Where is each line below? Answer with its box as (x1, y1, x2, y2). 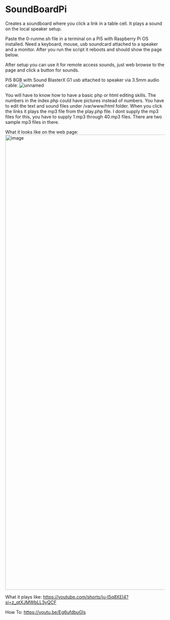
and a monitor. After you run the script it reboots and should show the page (5, 46, 162, 52)
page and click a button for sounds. (5, 67, 79, 73)
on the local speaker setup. (5, 25, 62, 31)
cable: (5, 82, 19, 88)
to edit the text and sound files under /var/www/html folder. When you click (5, 103, 162, 109)
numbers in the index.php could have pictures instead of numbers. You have (5, 97, 164, 104)
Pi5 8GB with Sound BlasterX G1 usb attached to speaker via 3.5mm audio (5, 77, 159, 83)
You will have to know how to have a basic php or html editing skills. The (5, 92, 156, 98)
